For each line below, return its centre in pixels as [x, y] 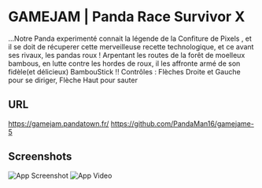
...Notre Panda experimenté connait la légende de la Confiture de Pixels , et [130, 38]
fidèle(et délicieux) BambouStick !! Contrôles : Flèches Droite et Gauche [125, 71]
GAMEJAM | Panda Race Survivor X [127, 17]
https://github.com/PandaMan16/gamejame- [182, 123]
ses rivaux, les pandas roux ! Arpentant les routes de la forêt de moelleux [127, 55]
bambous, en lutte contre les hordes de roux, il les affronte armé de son [124, 63]
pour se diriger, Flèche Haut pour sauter [73, 80]
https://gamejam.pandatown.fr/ [59, 123]
